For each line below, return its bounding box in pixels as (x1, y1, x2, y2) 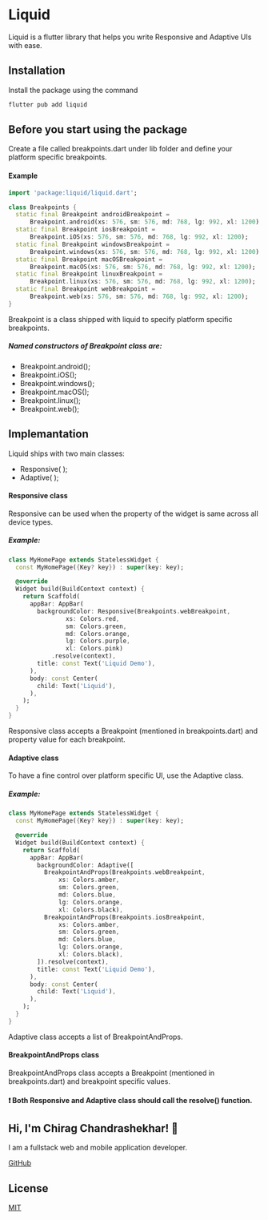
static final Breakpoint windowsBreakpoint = (15, 240, 170, 248)
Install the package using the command (8, 85, 138, 95)
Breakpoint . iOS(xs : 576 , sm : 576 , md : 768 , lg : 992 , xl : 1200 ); (29, 233, 249, 241)
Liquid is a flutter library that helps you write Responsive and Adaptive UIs (8, 32, 252, 42)
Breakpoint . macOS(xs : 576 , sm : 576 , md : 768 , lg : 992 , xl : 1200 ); (29, 263, 256, 271)
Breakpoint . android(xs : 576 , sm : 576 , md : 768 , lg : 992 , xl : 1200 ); (29, 218, 263, 226)
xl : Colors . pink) (65, 645, 124, 653)
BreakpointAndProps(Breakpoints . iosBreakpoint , (43, 913, 206, 921)
